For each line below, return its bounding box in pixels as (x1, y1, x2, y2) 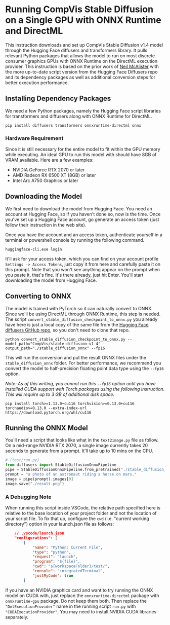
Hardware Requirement (5, 134, 64, 141)
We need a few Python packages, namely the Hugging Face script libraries (5, 107, 161, 114)
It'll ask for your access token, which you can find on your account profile (5, 255, 159, 262)
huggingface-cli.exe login (5, 247, 62, 252)
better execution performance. (5, 80, 69, 86)
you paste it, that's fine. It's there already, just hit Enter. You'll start (5, 272, 144, 278)
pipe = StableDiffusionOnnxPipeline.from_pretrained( (5, 467, 121, 472)
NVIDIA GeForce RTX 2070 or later (12, 167, 85, 173)
